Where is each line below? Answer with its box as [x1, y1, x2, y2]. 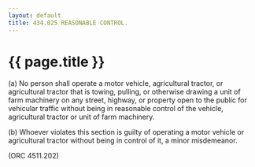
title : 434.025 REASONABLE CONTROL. [8, 19, 128, 27]
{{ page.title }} [8, 53, 105, 71]
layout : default [8, 11, 61, 20]
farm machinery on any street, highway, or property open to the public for [8, 95, 248, 105]
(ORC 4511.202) [8, 151, 59, 161]
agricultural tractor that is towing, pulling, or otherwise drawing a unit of [8, 87, 242, 97]
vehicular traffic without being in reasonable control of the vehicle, [8, 104, 224, 113]
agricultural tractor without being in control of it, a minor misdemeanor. [8, 135, 238, 146]
